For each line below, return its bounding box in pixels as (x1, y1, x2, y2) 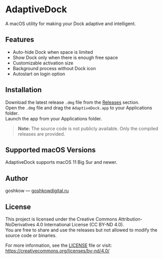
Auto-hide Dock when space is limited (12, 49, 93, 55)
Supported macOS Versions (5, 145, 96, 154)
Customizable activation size (12, 60, 74, 66)
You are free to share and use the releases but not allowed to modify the (5, 227, 157, 233)
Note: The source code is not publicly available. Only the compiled (17, 125, 158, 132)
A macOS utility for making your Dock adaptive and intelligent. (5, 20, 136, 27)
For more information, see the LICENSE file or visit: (5, 242, 112, 248)
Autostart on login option (12, 71, 65, 77)
